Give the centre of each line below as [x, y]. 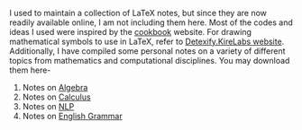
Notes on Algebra [55, 87]
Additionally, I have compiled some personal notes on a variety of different [147, 51]
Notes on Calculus [57, 97]
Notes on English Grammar [73, 116]
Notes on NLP [48, 106]
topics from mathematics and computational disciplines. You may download [150, 61]
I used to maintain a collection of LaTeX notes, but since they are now [138, 13]
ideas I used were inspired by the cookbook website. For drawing [131, 32]
